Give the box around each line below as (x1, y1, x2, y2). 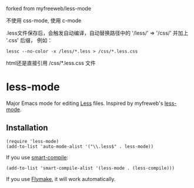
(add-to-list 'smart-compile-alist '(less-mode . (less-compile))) (6, 165, 175, 171)
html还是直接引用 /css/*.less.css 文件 (6, 60, 96, 66)
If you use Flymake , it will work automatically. (6, 175, 116, 182)
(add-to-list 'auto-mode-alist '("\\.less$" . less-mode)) (6, 143, 154, 149)
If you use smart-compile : (6, 153, 69, 160)
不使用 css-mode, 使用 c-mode (6, 17, 82, 24)
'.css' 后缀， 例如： (6, 37, 53, 43)
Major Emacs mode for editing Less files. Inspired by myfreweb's (6, 100, 163, 107)
